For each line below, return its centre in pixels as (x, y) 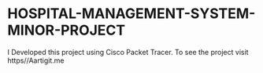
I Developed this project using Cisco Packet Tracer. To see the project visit (128, 52)
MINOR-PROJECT (67, 30)
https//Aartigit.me (36, 60)
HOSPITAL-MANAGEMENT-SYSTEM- (131, 14)
